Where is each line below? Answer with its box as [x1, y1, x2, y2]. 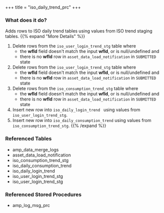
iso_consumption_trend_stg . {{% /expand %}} [12, 122, 106, 129]
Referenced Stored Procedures [5, 191, 82, 198]
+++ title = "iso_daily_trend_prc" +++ [5, 4, 81, 10]
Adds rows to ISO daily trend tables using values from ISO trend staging [5, 28, 153, 34]
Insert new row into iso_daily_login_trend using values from [12, 107, 141, 113]
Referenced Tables [5, 135, 52, 142]
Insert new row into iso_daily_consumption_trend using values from [12, 117, 152, 123]
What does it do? [5, 16, 47, 23]
